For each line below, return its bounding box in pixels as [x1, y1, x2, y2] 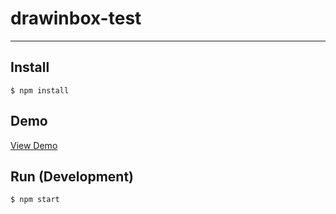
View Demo [10, 139, 58, 151]
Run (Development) [10, 168, 135, 185]
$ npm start [10, 195, 60, 205]
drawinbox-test [10, 7, 142, 30]
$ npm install [10, 85, 70, 96]
